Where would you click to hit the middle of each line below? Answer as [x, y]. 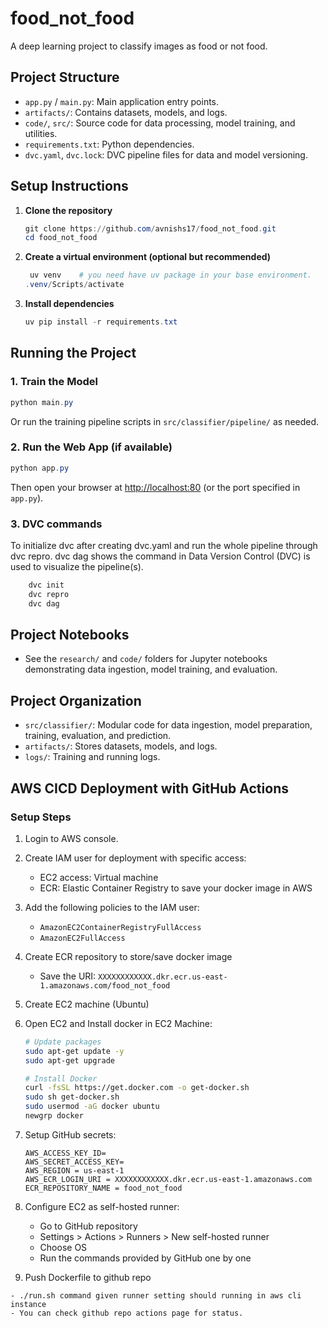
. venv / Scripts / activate [74, 285]
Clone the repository [68, 210]
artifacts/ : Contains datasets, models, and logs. [126, 112]
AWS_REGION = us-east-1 [74, 1170]
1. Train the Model [54, 382]
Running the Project [73, 353]
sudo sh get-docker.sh [72, 1097]
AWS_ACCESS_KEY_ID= [65, 1153]
